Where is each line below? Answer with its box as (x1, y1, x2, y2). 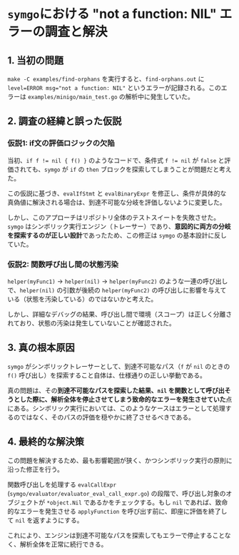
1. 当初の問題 (7, 54, 64, 66)
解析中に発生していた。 (125, 93, 194, 101)
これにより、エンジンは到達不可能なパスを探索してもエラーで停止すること (7, 531, 225, 539)
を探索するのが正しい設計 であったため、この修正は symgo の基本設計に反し (7, 230, 227, 239)
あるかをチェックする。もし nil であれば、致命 (89, 498, 228, 506)
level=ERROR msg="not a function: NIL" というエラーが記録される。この (7, 83, 221, 92)
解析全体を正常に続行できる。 (19, 539, 108, 549)
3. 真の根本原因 (7, 342, 75, 354)
